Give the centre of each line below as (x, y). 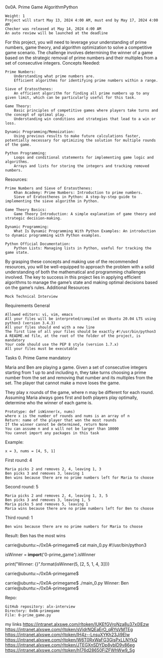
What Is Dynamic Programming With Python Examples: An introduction (85, 231)
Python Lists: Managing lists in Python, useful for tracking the (83, 248)
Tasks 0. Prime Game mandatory (38, 358)
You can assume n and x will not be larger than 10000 (62, 429)
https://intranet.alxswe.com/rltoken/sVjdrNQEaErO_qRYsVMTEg (69, 629)
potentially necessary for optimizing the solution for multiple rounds (81, 140)
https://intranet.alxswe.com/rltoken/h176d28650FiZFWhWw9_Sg (70, 650)
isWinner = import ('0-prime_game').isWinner (50, 555)
